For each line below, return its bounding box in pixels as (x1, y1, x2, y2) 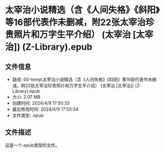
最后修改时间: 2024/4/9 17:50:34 (12, 106, 79, 112)
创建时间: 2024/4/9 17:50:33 (12, 100, 70, 106)
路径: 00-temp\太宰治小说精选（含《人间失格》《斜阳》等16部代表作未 (12, 77, 153, 82)
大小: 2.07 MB (12, 94, 41, 100)
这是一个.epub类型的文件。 (5, 142, 60, 148)
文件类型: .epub (12, 113, 44, 118)
